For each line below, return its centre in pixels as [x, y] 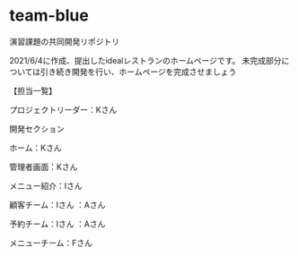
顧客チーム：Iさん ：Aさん [57, 205]
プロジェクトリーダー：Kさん [63, 109]
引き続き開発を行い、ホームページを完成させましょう [138, 72]
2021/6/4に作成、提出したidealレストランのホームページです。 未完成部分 [145, 60]
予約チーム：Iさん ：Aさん [57, 224]
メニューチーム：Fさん [51, 243]
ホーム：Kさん [35, 148]
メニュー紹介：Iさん [46, 185]
